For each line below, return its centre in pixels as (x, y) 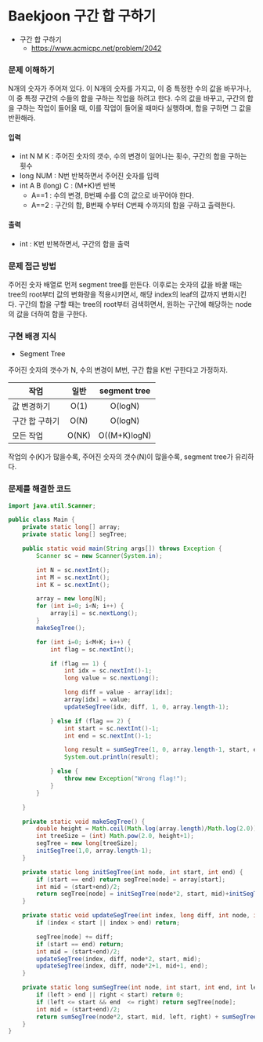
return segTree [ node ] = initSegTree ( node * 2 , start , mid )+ (133, 894)
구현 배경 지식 (32, 336)
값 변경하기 (31, 406)
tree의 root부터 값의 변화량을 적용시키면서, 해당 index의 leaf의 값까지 (114, 294)
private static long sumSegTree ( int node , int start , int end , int (134, 988)
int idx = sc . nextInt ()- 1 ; (108, 671)
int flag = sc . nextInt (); (92, 649)
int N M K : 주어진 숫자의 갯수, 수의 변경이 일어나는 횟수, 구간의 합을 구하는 (133, 156)
